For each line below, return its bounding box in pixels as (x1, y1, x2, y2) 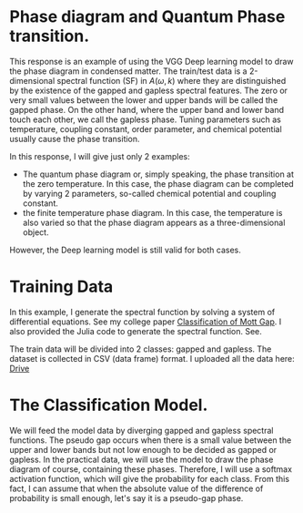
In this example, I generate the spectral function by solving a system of (9, 306, 276, 317)
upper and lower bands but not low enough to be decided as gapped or (9, 444, 278, 455)
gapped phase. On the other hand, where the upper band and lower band (9, 104, 285, 115)
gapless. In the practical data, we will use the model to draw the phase (9, 454, 274, 465)
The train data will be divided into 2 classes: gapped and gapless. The (9, 344, 272, 354)
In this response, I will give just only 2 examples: (9, 150, 190, 161)
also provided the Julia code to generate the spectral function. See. (9, 325, 262, 336)
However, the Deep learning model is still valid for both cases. (9, 244, 241, 255)
